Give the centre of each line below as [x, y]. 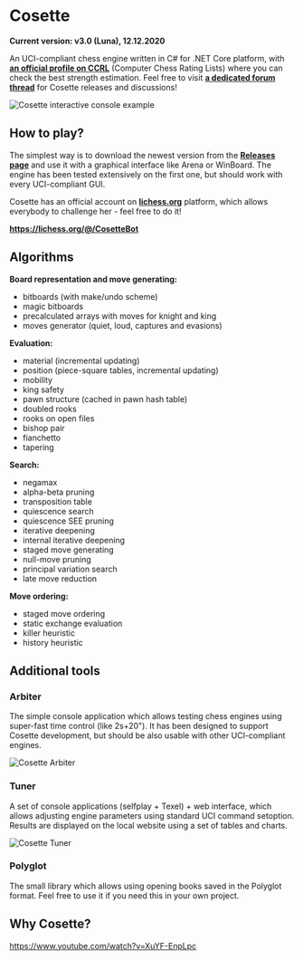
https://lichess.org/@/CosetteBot [74, 228]
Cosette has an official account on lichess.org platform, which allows [139, 201]
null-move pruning [57, 559]
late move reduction [60, 578]
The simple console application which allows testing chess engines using [146, 716]
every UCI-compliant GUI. [57, 184]
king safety [43, 389]
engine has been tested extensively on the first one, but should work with [146, 174]
